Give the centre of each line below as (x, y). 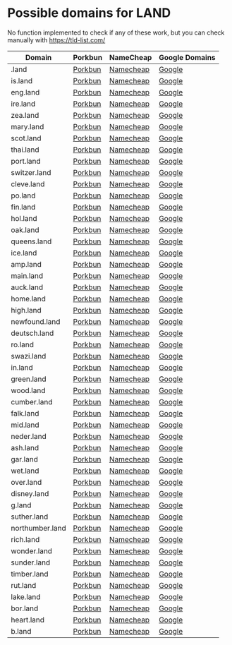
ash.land (25, 447)
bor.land (25, 608)
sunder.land (31, 562)
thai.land (25, 150)
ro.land (22, 344)
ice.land (24, 253)
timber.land (30, 574)
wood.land (28, 390)
